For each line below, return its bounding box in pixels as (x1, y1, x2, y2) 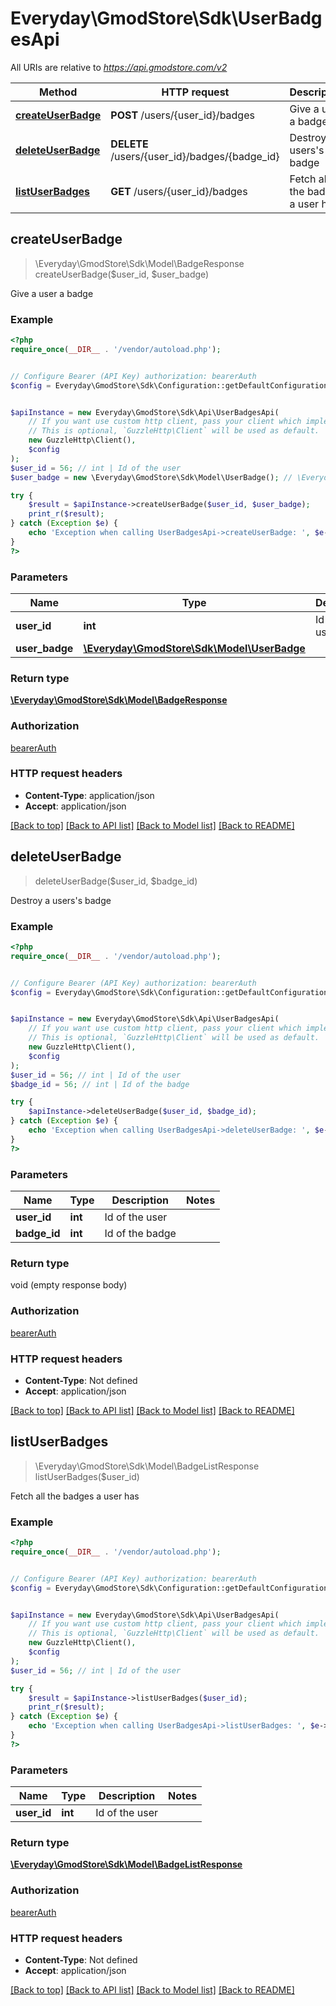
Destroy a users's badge (10, 894, 112, 906)
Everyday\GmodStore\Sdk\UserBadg (10, 7, 323, 30)
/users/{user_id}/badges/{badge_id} (110, 149, 280, 163)
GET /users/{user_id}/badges (110, 184, 248, 198)
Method (39, 85, 78, 99)
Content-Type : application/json (24, 789, 155, 801)
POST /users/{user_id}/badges (110, 108, 255, 122)
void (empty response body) (10, 1279, 128, 1291)
